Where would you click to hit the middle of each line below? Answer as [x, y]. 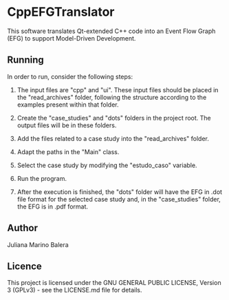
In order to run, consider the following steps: [70, 76]
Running [26, 60]
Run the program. [42, 178]
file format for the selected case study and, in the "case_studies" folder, [119, 199]
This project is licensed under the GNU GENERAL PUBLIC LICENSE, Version [114, 283]
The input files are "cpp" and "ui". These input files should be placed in [118, 89]
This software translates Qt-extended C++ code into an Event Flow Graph [111, 31]
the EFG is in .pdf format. [52, 206]
